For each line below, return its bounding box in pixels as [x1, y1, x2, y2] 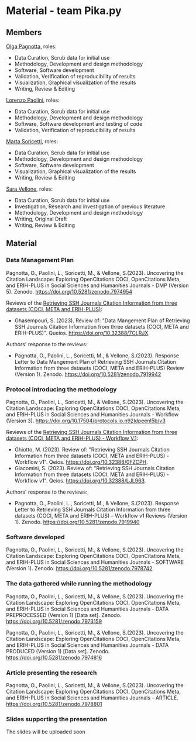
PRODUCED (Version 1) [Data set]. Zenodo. [6, 647, 110, 654]
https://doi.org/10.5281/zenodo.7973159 [6, 618, 102, 625]
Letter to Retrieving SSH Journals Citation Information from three [14, 506, 171, 513]
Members [6, 27, 42, 37]
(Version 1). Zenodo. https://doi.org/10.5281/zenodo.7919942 [14, 370, 161, 378]
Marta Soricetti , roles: [6, 138, 59, 144]
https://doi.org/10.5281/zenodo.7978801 [6, 700, 102, 707]
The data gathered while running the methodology [6, 580, 152, 588]
